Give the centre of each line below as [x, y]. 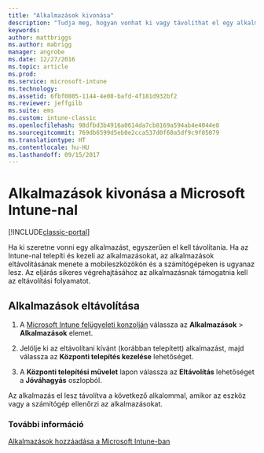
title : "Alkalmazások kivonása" [61, 15]
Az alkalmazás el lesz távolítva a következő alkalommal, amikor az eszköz [127, 395]
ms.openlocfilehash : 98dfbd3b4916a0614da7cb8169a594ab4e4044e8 [114, 125]
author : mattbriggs [40, 37]
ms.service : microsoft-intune [58, 81]
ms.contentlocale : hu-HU [49, 147]
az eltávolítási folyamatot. [49, 281]
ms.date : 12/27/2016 [42, 60]
